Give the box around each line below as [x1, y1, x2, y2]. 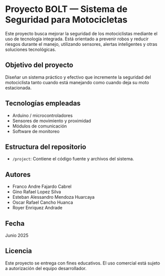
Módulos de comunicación [12, 123, 67, 129]
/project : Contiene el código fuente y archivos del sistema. [12, 156, 134, 162]
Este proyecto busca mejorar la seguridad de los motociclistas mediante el [5, 30, 158, 36]
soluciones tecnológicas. [5, 46, 56, 52]
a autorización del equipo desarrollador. [5, 265, 87, 271]
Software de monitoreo [12, 128, 60, 134]
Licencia [5, 247, 32, 255]
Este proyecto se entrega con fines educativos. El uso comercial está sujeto [5, 260, 161, 266]
